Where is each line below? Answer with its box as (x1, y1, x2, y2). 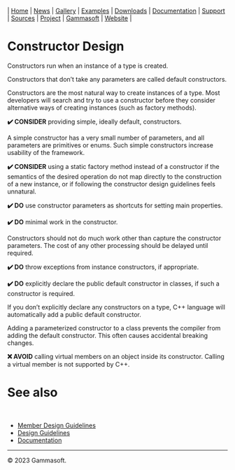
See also (7, 385, 58, 401)
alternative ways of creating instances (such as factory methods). (7, 103, 197, 112)
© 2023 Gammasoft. (7, 456, 67, 464)
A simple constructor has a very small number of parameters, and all (7, 133, 205, 142)
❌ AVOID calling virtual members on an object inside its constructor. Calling (7, 352, 225, 360)
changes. (7, 339, 34, 347)
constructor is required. (7, 289, 76, 298)
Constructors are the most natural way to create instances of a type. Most (7, 88, 220, 97)
